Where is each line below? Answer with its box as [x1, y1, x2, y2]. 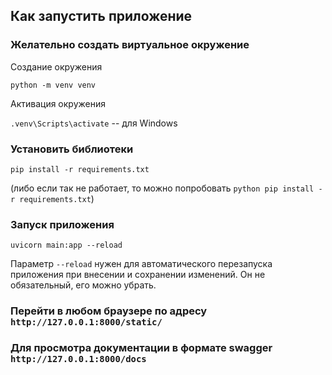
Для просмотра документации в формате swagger [10, 341, 273, 355]
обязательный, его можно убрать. [10, 279, 157, 291]
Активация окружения [10, 97, 106, 109]
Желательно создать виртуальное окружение [10, 38, 250, 52]
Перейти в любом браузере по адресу [10, 304, 208, 318]
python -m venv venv [10, 80, 97, 90]
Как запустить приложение [10, 8, 193, 25]
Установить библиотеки [10, 142, 134, 156]
